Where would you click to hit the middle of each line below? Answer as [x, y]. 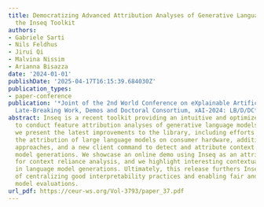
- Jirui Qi [26, 52]
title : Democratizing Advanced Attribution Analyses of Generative [121, 15]
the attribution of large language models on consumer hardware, [125, 140]
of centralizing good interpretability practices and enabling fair [130, 177]
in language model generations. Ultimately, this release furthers [128, 169]
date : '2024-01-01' [40, 74]
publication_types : [40, 89]
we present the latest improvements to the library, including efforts [135, 132]
